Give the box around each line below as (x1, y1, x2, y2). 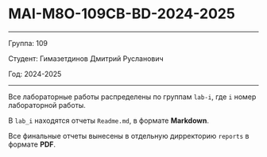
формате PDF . (8, 140, 56, 149)
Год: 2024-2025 (8, 69, 62, 78)
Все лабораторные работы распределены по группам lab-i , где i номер (8, 92, 257, 101)
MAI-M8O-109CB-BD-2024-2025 (8, 5, 236, 23)
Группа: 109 (8, 38, 48, 48)
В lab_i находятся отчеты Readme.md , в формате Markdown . (8, 116, 209, 125)
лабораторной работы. (8, 100, 86, 109)
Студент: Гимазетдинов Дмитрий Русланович (8, 53, 164, 63)
